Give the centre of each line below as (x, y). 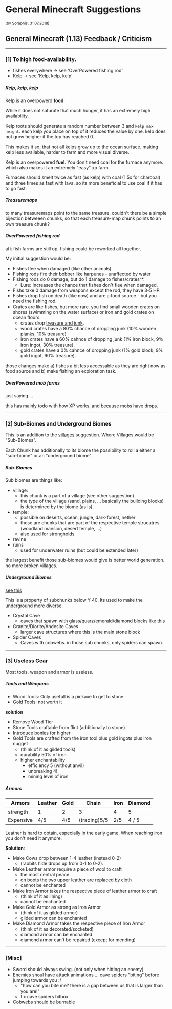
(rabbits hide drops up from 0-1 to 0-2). (62, 864)
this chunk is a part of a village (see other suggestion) (77, 496)
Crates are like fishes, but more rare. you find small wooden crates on (86, 307)
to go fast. (16, 189)
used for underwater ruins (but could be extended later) (79, 550)
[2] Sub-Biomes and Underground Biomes (58, 423)
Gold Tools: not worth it (37, 702)
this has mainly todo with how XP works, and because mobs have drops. (82, 406)
